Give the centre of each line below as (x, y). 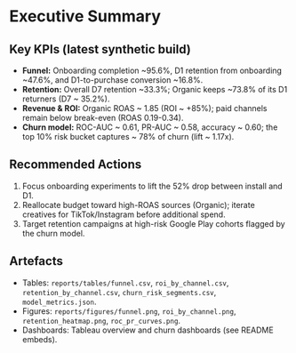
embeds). (40, 339)
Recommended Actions (76, 165)
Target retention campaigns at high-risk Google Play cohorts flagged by (154, 223)
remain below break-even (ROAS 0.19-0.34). (103, 118)
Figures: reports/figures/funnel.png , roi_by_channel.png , (129, 311)
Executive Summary (85, 16)
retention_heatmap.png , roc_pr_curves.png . (101, 320)
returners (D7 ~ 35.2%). (66, 99)
